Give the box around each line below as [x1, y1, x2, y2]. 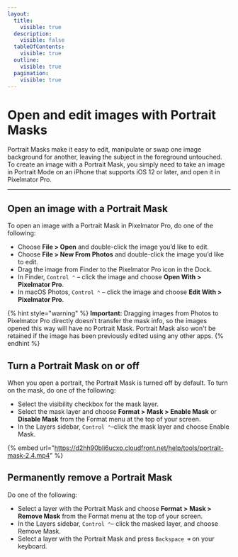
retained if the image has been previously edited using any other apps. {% [7, 332, 224, 340]
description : [13, 30, 52, 38]
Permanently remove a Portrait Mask [7, 472, 173, 484]
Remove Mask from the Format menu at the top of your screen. [17, 512, 203, 520]
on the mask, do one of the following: [7, 386, 116, 394]
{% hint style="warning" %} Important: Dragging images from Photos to [7, 309, 219, 317]
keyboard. [17, 541, 47, 550]
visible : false [20, 37, 65, 44]
